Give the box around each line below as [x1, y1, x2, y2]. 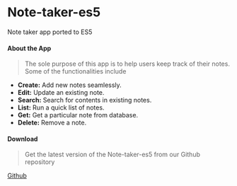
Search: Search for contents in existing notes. [17, 96, 152, 105]
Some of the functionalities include [24, 67, 127, 76]
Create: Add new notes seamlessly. [17, 81, 122, 89]
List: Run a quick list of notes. [17, 103, 105, 112]
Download [7, 134, 38, 143]
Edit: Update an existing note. [17, 88, 105, 97]
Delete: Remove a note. [17, 118, 87, 127]
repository [24, 158, 55, 166]
